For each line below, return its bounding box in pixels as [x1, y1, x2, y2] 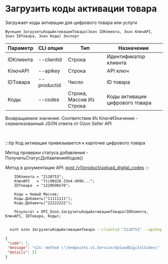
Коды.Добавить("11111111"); [14, 196, 72, 201]
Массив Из [67, 96, 95, 103]
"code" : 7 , [7, 240, 30, 245]
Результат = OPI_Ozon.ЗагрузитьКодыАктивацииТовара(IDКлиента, [14, 209, 149, 214]
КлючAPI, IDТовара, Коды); [5, 213, 61, 218]
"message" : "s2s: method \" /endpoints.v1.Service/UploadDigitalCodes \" [7, 245, 160, 250]
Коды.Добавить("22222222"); [14, 200, 72, 205]
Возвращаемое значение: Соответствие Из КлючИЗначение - [5, 115, 138, 121]
